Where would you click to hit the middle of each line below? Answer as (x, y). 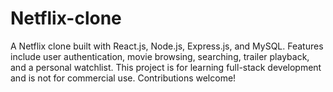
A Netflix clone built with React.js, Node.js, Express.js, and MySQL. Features (167, 46)
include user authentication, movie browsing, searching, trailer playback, (160, 56)
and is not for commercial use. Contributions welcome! (123, 78)
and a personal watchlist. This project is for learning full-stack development (166, 67)
